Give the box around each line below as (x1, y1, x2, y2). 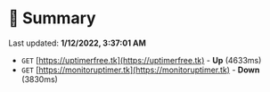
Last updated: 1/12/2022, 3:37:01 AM (8, 38, 146, 48)
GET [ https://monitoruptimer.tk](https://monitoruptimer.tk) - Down (20, 64, 260, 75)
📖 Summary (8, 8, 96, 29)
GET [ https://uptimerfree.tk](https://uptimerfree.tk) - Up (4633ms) (20, 54, 262, 65)
